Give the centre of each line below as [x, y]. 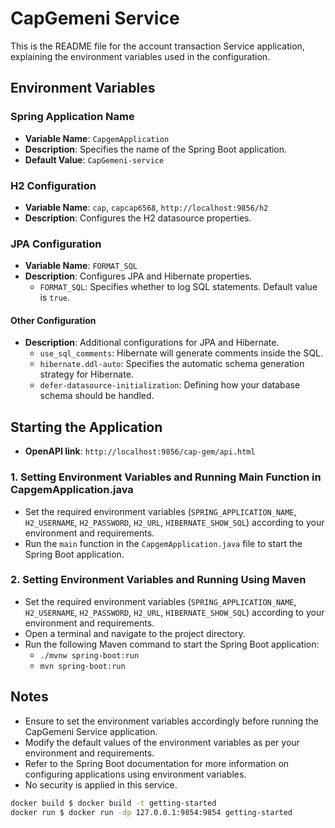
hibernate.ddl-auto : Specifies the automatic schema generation [172, 364]
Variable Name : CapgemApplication [97, 138]
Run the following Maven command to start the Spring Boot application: [172, 644]
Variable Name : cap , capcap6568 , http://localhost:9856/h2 [146, 207]
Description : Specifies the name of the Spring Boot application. [156, 149]
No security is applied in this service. [101, 784]
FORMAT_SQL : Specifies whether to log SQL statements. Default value [178, 287]
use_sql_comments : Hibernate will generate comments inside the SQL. [181, 353]
